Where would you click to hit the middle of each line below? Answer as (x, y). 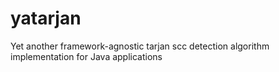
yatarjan (46, 18)
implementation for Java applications (86, 56)
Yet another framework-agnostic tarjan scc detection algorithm (140, 46)
